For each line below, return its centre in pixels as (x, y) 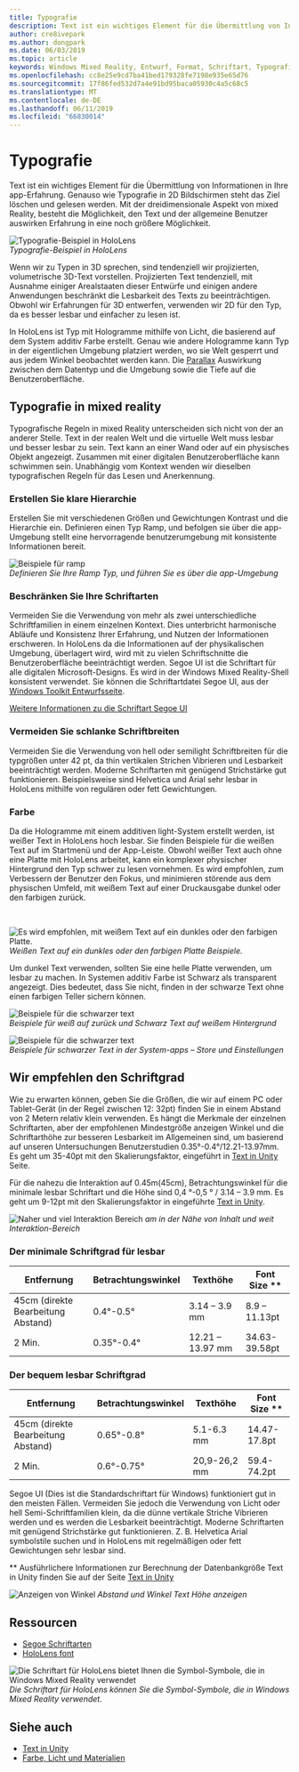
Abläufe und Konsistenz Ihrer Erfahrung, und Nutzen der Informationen (139, 635)
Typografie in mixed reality (85, 407)
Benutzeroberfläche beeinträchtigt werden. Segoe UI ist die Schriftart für (143, 663)
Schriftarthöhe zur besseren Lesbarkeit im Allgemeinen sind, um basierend (146, 1137)
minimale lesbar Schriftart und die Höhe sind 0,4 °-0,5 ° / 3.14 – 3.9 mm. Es (146, 1192)
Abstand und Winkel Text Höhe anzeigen (172, 1595)
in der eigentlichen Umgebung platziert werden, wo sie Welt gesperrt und (144, 351)
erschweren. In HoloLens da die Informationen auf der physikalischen (137, 644)
